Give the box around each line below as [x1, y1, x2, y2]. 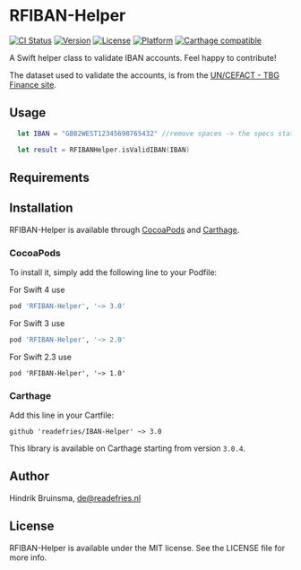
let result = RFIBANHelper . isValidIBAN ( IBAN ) [17, 145, 191, 154]
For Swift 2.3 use [9, 351, 72, 362]
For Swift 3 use [9, 317, 65, 328]
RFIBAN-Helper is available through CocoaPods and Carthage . [9, 224, 240, 235]
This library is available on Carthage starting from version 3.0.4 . [9, 443, 246, 453]
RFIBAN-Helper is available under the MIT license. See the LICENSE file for [9, 542, 285, 553]
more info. [9, 552, 47, 563]
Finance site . [9, 79, 56, 90]
